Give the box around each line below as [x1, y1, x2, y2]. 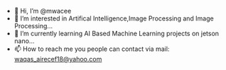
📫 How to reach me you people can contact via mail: [14, 45, 170, 53]
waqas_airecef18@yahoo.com [14, 55, 102, 63]
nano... [14, 37, 35, 45]
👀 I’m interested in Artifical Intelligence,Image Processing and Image [14, 14, 215, 23]
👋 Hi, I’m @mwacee [14, 7, 72, 15]
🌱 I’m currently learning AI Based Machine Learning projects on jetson [14, 29, 219, 37]
